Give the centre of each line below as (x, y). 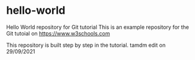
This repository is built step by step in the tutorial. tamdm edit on (86, 45)
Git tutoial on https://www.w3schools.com (58, 33)
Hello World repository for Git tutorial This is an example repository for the (98, 27)
